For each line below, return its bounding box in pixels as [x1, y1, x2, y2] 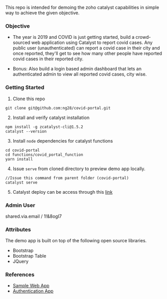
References [5, 271, 35, 278]
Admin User [5, 201, 36, 209]
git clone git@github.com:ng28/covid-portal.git [5, 105, 111, 110]
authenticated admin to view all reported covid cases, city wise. [12, 71, 147, 77]
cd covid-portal [5, 148, 40, 153]
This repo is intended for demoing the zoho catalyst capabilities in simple [5, 5, 159, 10]
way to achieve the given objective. [5, 10, 80, 16]
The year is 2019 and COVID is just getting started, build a [12, 34, 135, 40]
